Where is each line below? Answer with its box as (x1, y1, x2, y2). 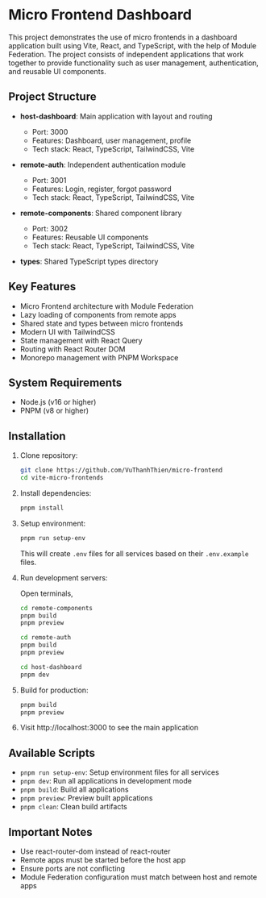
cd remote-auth (19, 634, 72, 642)
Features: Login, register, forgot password (31, 184, 172, 193)
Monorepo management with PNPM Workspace (19, 352, 179, 362)
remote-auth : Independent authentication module (19, 160, 186, 169)
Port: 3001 (31, 175, 67, 185)
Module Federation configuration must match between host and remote (19, 872, 258, 882)
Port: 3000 (31, 127, 69, 136)
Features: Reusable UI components (31, 232, 149, 242)
